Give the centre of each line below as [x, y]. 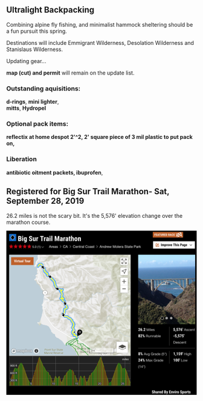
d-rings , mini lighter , [33, 102]
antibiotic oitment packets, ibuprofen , [55, 172]
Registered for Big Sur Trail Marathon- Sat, [88, 191]
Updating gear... [26, 61]
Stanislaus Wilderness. [35, 49]
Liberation [22, 159]
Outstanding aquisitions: [43, 89]
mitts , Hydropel [26, 108]
